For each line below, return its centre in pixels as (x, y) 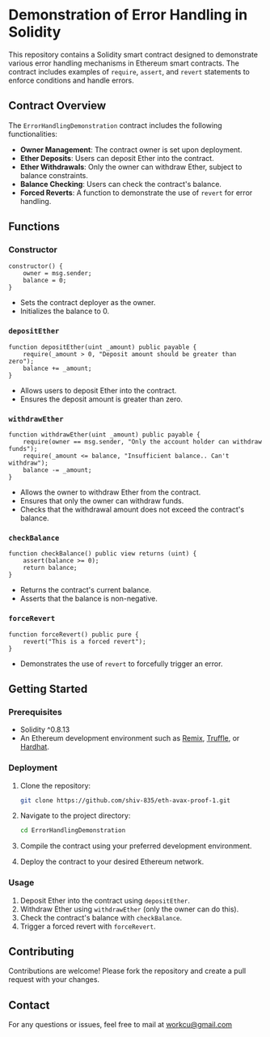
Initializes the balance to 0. (65, 311)
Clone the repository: (55, 785)
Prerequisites (35, 712)
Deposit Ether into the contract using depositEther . (105, 900)
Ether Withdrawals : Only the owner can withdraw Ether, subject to (131, 167)
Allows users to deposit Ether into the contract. (98, 390)
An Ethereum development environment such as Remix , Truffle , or (130, 738)
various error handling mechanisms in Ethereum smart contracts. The (124, 63)
